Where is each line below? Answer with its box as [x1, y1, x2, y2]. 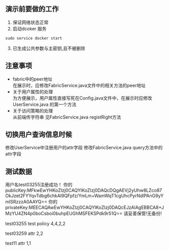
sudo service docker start [5, 35, 62, 41]
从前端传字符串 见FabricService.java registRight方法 [12, 114, 121, 120]
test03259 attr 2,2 [5, 230, 43, 237]
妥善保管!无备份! [127, 210, 162, 217]
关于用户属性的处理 [12, 88, 53, 95]
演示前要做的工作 [5, 5, 59, 14]
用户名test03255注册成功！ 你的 [5, 182, 73, 188]
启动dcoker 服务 [12, 25, 47, 31]
